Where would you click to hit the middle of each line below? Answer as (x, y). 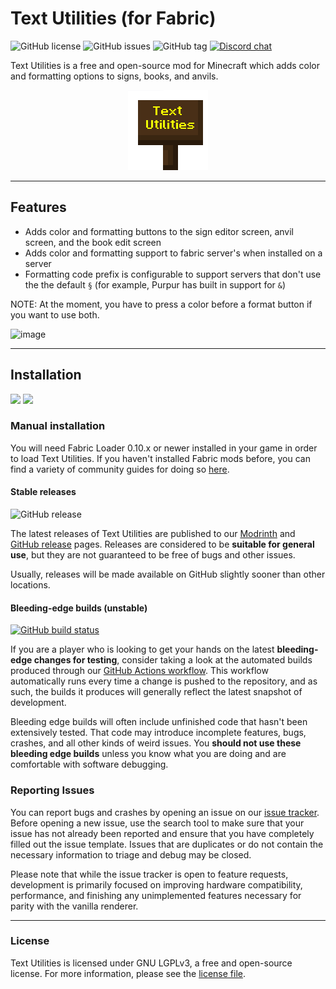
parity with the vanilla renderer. (74, 906)
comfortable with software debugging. (89, 764)
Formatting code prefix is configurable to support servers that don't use (173, 274)
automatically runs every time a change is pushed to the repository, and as (164, 681)
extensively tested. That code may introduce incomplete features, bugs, (158, 733)
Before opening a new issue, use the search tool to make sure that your (157, 823)
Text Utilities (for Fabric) (113, 18)
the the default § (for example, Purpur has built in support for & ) (155, 284)
